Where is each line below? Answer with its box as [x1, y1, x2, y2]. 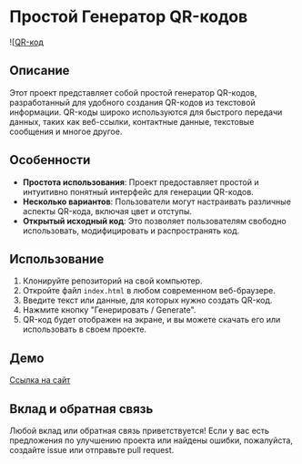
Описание [9, 63, 70, 78]
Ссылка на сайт [9, 375, 71, 386]
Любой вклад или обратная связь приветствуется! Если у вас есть [9, 426, 270, 436]
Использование [9, 251, 105, 266]
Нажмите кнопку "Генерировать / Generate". [22, 304, 196, 315]
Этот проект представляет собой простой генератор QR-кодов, [9, 87, 257, 98]
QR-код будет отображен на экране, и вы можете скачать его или [22, 314, 281, 325]
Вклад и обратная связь [9, 401, 154, 417]
